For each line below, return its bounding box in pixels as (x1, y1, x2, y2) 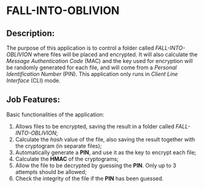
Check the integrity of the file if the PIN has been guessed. (15, 175, 164, 182)
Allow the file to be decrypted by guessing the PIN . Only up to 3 (15, 162, 176, 169)
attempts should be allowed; (15, 168, 87, 175)
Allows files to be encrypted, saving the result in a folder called (15, 122, 175, 130)
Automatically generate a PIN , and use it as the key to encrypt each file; (15, 148, 197, 156)
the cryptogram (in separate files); (15, 142, 102, 149)
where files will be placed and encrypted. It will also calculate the (33, 51, 198, 58)
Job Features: (6, 94, 61, 105)
